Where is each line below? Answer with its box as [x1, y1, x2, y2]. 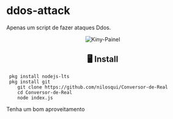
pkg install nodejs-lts [9, 73, 70, 79]
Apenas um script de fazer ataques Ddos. [6, 24, 111, 31]
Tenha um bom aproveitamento [6, 105, 85, 113]
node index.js [17, 95, 53, 101]
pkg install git [9, 79, 51, 85]
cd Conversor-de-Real [17, 89, 72, 95]
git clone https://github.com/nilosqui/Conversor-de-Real [17, 84, 168, 90]
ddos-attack [6, 4, 70, 18]
